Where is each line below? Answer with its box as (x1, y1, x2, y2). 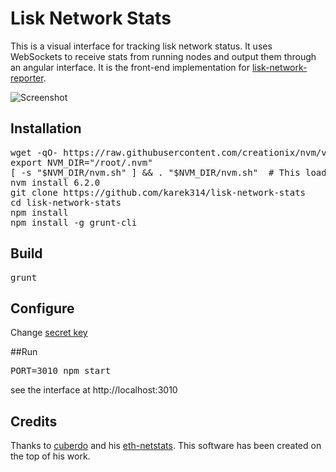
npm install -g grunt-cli (10, 217, 138, 228)
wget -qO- (10, 147, 58, 158)
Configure (10, 300, 75, 317)
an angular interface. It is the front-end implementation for (10, 61, 250, 73)
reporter (10, 72, 44, 84)
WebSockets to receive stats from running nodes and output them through (10, 50, 317, 62)
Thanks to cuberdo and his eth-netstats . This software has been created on (10, 440, 322, 452)
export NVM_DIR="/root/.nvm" (10, 157, 153, 168)
